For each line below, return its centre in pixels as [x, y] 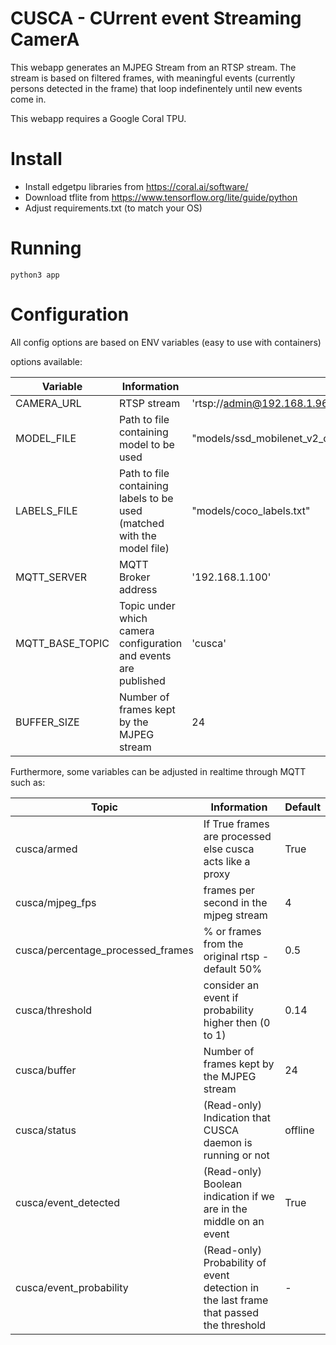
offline [299, 1130]
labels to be [146, 498]
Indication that [237, 1117]
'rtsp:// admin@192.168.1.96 [260, 403]
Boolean [223, 1184]
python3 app [35, 275]
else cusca [229, 849]
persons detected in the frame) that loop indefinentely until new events [156, 88]
